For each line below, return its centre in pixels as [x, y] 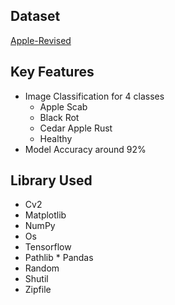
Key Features [52, 72]
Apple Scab [63, 106]
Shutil [36, 279]
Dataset [35, 16]
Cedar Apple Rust [76, 128]
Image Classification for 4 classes [94, 96]
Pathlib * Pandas [59, 258]
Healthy [56, 138]
